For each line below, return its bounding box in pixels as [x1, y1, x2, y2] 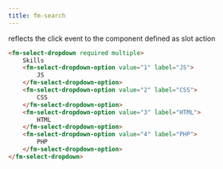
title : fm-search [8, 11, 66, 20]
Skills [22, 57, 45, 65]
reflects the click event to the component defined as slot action [8, 33, 216, 43]
